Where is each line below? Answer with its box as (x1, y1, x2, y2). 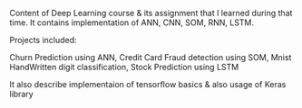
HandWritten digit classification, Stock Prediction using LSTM (9, 62, 239, 72)
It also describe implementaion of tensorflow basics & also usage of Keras (9, 79, 287, 89)
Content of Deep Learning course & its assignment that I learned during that (9, 8, 293, 18)
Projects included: (9, 35, 77, 45)
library (9, 89, 34, 99)
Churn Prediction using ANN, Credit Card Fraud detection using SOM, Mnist (9, 52, 292, 62)
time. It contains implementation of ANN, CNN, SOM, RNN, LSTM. (9, 17, 255, 28)
